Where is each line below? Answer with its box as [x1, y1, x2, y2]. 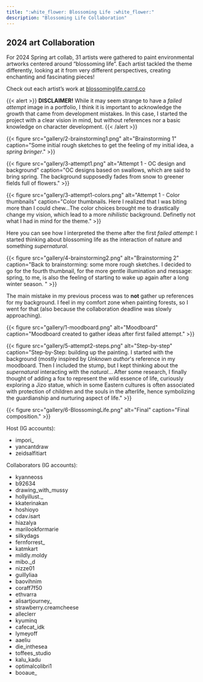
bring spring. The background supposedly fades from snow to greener [6, 173, 185, 180]
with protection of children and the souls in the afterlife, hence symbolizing [6, 388, 195, 395]
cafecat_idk [15, 624, 45, 631]
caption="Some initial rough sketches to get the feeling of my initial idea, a [6, 142, 194, 149]
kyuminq [15, 617, 38, 624]
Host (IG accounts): [6, 425, 56, 432]
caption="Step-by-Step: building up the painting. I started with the [6, 349, 173, 356]
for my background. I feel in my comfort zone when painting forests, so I [6, 299, 188, 306]
